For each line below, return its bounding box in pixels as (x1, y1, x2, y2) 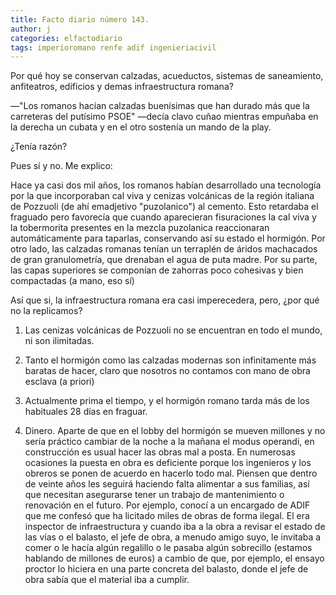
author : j (10, 24, 52, 34)
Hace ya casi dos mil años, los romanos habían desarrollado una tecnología (10, 179, 322, 191)
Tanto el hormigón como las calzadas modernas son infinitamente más (24, 354, 317, 366)
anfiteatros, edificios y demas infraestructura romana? (10, 81, 234, 93)
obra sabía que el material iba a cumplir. (24, 574, 190, 586)
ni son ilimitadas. (24, 335, 95, 347)
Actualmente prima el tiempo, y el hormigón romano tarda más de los (24, 395, 310, 407)
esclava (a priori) (24, 376, 95, 388)
